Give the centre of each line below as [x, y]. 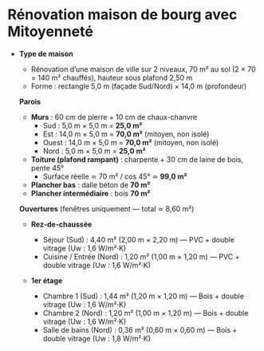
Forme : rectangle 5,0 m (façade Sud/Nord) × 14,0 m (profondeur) [139, 86]
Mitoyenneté [50, 32]
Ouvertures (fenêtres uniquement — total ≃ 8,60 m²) [106, 208]
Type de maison [46, 53]
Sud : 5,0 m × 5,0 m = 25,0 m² [93, 125]
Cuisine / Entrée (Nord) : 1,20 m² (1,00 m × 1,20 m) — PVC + [141, 256]
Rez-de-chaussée [61, 224]
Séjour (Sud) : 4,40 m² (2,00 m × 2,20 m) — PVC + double [138, 239]
